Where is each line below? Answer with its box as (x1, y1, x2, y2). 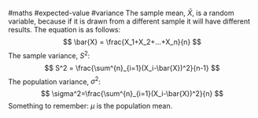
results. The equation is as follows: (8, 25, 121, 34)
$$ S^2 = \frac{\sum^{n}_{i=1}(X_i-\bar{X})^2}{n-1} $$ (44, 63, 220, 72)
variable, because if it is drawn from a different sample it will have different (8, 17, 250, 26)
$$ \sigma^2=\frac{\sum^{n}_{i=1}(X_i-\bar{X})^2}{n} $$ (40, 89, 224, 98)
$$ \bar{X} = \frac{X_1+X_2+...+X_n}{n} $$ (62, 37, 202, 46)
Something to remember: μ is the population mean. (8, 101, 173, 111)
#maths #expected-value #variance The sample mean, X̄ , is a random (8, 9, 234, 17)
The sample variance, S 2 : (8, 50, 90, 60)
